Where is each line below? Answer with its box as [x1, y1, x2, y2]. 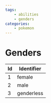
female [17, 74, 33, 81]
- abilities [14, 12, 39, 17]
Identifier [19, 65, 42, 72]
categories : [5, 21, 30, 26]
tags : [5, 7, 16, 12]
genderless [17, 90, 44, 97]
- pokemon [14, 26, 35, 31]
